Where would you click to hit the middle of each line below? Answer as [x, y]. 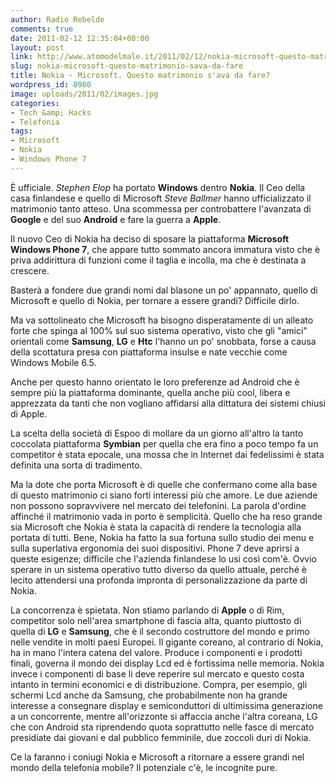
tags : [21, 131]
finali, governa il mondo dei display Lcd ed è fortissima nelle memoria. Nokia [167, 663]
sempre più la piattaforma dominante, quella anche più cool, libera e [150, 392]
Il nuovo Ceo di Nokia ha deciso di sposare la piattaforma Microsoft [150, 238]
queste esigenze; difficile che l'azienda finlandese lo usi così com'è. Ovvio [163, 558]
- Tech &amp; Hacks [51, 112]
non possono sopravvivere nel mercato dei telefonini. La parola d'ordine [158, 505]
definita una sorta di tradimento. [76, 465]
